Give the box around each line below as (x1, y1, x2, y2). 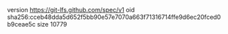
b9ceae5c (7, 20, 36, 28)
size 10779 (36, 20, 67, 28)
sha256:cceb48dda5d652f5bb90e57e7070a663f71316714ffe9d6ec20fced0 (7, 13, 221, 21)
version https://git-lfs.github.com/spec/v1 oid (7, 6, 135, 14)
